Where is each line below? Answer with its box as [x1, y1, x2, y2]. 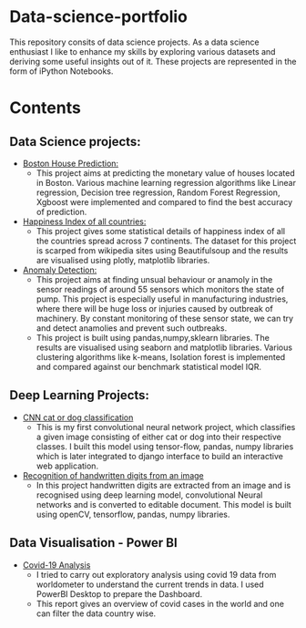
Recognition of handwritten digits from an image [22, 469, 204, 480]
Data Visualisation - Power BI [9, 535, 178, 551]
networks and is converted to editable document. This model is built [36, 499, 291, 510]
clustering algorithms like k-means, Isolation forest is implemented [36, 351, 286, 362]
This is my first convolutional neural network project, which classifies [36, 421, 296, 432]
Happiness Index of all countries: [22, 216, 147, 227]
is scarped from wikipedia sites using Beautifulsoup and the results [36, 244, 289, 256]
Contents [9, 98, 82, 118]
